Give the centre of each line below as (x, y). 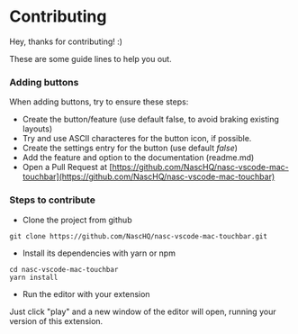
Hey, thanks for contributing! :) (66, 41)
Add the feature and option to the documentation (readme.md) (138, 158)
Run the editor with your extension (86, 293)
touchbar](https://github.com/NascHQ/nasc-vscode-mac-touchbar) (149, 176)
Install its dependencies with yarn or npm (99, 253)
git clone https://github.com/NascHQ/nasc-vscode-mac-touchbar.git (139, 236)
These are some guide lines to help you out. (91, 59)
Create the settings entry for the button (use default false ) (130, 148)
